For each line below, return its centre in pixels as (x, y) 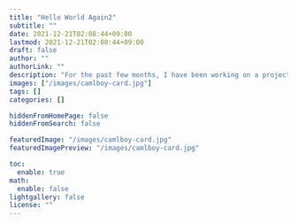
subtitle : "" (33, 26)
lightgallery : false (47, 197)
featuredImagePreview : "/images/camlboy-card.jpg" (104, 148)
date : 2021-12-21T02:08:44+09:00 (71, 34)
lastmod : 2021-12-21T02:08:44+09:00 (76, 42)
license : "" (31, 205)
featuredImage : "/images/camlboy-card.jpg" (91, 140)
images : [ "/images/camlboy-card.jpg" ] (80, 83)
